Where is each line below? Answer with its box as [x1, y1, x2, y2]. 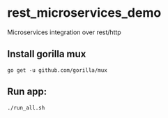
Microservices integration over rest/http [7, 28, 122, 36]
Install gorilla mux [7, 48, 86, 60]
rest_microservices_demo [7, 5, 162, 21]
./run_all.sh [7, 104, 45, 111]
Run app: [7, 86, 47, 98]
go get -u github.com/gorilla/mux [7, 66, 108, 74]
